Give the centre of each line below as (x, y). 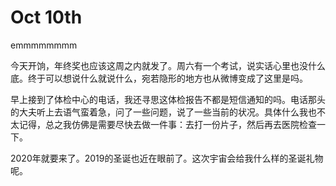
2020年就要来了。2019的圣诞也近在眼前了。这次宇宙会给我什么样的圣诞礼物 (167, 158)
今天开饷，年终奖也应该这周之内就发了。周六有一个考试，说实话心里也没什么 (168, 65)
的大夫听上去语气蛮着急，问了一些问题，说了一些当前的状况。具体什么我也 (163, 112)
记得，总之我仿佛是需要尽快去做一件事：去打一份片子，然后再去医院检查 (167, 124)
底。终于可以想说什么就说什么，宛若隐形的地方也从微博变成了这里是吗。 (159, 78)
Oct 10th (46, 17)
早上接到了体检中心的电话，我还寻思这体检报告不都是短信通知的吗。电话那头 (168, 99)
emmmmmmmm (44, 45)
